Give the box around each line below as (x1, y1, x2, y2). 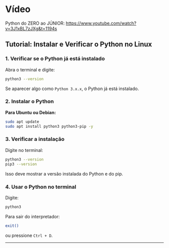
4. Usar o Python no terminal (5, 183, 76, 190)
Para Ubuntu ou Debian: (5, 109, 56, 115)
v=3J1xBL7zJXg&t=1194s (5, 25, 57, 31)
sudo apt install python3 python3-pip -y (5, 124, 94, 129)
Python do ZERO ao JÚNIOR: (5, 20, 65, 26)
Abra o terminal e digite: (5, 66, 55, 72)
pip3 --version (5, 161, 37, 167)
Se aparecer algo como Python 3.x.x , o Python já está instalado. (5, 86, 139, 92)
